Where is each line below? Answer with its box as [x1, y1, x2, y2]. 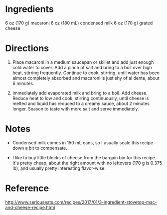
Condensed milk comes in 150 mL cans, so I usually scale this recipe [12, 139, 154, 145]
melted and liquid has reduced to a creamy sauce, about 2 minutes [12, 101, 150, 107]
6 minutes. [12, 80, 34, 86]
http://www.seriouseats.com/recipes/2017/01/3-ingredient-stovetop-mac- [5, 199, 157, 205]
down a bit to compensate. [12, 145, 67, 151]
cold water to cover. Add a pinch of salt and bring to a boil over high [12, 64, 152, 70]
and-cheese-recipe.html [5, 204, 55, 210]
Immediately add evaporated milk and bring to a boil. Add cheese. [12, 90, 148, 96]
